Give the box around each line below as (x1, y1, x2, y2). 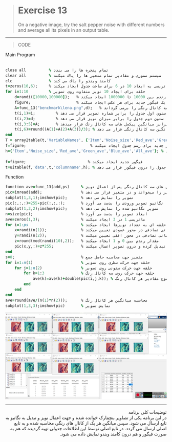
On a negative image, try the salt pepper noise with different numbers (17, 21, 165, 28)
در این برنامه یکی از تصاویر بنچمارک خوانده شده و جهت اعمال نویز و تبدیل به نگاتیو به (5, 414, 167, 421)
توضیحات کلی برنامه (128, 409, 167, 415)
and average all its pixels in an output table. (17, 27, 110, 33)
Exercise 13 (17, 5, 68, 16)
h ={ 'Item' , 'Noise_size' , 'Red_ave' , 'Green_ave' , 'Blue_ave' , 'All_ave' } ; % (5, 148, 164, 153)
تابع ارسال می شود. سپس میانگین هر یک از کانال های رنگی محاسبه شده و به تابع (14, 419, 167, 426)
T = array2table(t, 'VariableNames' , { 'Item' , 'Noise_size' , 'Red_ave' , (5, 138, 157, 143)
